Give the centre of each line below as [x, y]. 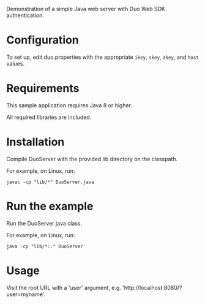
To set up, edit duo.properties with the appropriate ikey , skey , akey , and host [102, 57]
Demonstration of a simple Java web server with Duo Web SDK [86, 9]
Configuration [43, 40]
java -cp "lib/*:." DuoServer [45, 246]
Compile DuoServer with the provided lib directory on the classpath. [92, 159]
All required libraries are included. [49, 117]
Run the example [50, 206]
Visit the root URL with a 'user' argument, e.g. [64, 287]
